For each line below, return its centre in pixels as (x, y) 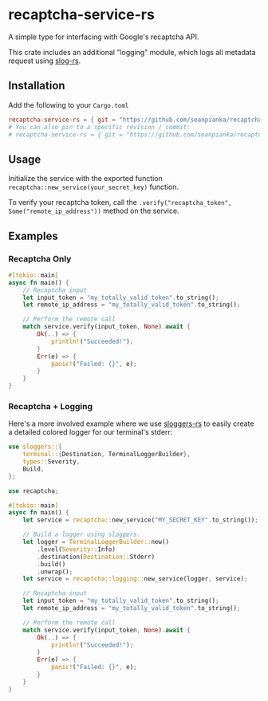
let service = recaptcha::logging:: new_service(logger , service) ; (135, 579)
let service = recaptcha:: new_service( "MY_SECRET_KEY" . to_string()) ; (141, 520)
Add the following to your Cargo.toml (69, 104)
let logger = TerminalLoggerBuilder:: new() (96, 542)
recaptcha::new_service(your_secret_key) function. (94, 187)
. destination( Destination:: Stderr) (96, 557)
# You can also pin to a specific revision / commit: (100, 127)
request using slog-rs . (45, 61)
